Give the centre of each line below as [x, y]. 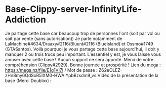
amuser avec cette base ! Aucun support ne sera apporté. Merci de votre [79, 59]
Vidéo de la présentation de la [128, 75]
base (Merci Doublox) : [28, 81]
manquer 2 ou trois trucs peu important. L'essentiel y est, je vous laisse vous [83, 54]
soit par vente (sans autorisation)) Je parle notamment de [64, 39]
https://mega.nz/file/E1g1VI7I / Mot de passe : [51, 70]
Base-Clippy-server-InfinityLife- [73, 9]
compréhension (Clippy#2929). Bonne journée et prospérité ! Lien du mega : [83, 65]
